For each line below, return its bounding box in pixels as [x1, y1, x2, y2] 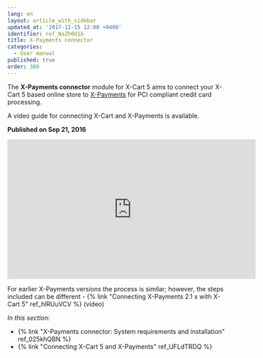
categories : [7, 43, 43, 50]
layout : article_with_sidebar [7, 17, 97, 24]
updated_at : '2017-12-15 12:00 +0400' [7, 23, 122, 30]
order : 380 [7, 63, 40, 70]
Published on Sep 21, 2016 [7, 125, 86, 133]
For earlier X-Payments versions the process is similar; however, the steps [7, 284, 224, 293]
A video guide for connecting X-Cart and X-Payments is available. [7, 111, 200, 120]
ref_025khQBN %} [17, 335, 72, 343]
